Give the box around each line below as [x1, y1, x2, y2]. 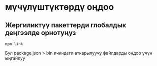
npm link [5, 42, 23, 46]
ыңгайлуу [5, 55, 26, 61]
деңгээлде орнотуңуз [5, 28, 76, 37]
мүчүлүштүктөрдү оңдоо [5, 1, 114, 13]
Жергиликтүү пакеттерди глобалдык [5, 21, 126, 29]
